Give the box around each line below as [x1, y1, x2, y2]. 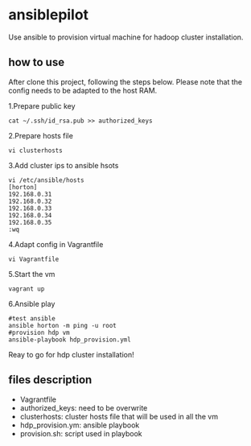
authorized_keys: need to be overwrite [19, 403, 148, 412]
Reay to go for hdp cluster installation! [8, 349, 134, 359]
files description [8, 373, 93, 387]
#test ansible [8, 314, 56, 323]
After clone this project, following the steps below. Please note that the [8, 76, 243, 86]
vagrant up [8, 284, 45, 293]
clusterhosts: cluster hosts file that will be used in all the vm [19, 411, 219, 421]
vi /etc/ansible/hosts [8, 176, 84, 184]
